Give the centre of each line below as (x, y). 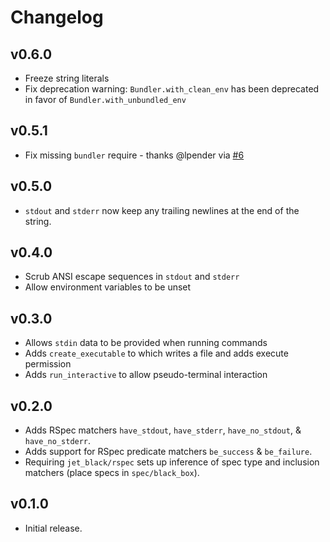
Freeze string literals (67, 78)
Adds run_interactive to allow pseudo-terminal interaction (146, 375)
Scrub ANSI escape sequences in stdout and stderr (132, 277)
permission (48, 364)
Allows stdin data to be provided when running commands (146, 343)
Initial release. (53, 528)
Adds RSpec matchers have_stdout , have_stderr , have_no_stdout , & (163, 430)
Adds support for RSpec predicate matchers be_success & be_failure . (168, 452)
